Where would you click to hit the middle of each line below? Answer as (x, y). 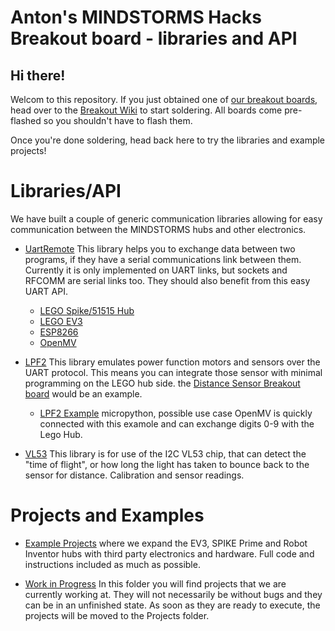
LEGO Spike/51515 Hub (87, 310)
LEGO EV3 (61, 321)
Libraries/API (66, 191)
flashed (26, 120)
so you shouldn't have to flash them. (118, 120)
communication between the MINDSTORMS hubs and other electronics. (158, 229)
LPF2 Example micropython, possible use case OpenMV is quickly (176, 413)
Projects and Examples (107, 515)
